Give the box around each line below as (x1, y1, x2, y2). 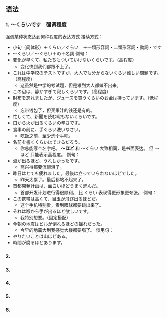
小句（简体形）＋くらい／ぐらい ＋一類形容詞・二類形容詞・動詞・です (12, 44, 162, 50)
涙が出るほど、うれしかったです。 (12, 158, 83, 164)
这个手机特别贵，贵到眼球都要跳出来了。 (20, 202, 104, 208)
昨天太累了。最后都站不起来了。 (20, 176, 86, 182)
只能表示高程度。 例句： (30, 151, 80, 157)
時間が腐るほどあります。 (12, 239, 65, 245)
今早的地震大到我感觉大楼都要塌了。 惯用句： (20, 227, 114, 233)
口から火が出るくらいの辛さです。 (12, 120, 83, 126)
